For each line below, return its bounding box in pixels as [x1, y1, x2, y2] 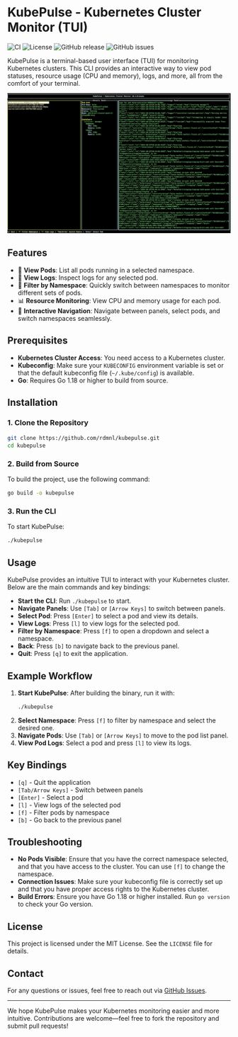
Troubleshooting [7, 837, 83, 849]
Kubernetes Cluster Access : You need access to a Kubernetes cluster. [17, 353, 225, 362]
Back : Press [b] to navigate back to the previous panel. [17, 642, 179, 650]
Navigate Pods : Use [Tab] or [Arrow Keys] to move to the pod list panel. [17, 731, 229, 739]
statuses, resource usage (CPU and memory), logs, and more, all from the [7, 72, 223, 80]
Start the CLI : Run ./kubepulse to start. [17, 596, 132, 606]
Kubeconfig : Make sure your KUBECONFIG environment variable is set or [17, 361, 225, 369]
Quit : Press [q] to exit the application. [17, 650, 129, 658]
